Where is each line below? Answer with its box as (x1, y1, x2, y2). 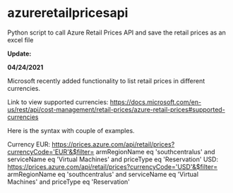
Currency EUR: (7, 139, 51, 149)
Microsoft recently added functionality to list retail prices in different (7, 76, 205, 85)
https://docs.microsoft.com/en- (109, 97, 202, 106)
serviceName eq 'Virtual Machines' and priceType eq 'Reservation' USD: (7, 155, 219, 163)
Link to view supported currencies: (7, 97, 109, 106)
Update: (7, 49, 32, 58)
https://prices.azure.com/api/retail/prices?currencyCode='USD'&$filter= (7, 162, 217, 170)
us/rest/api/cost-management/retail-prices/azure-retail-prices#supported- (7, 105, 226, 113)
